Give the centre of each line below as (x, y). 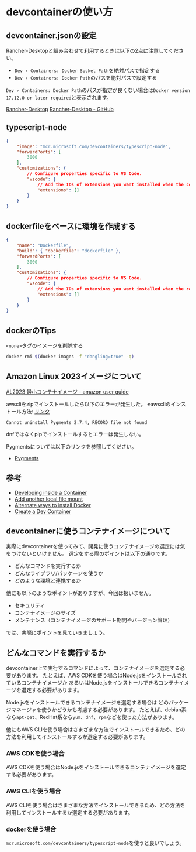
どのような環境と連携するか (48, 581)
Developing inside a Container (51, 492)
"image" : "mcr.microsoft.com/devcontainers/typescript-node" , (94, 146)
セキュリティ (30, 605)
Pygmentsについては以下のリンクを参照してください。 (71, 446)
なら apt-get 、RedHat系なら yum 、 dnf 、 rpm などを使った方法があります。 (92, 717)
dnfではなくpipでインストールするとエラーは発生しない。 (75, 434)
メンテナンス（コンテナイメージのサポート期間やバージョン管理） (94, 620)
